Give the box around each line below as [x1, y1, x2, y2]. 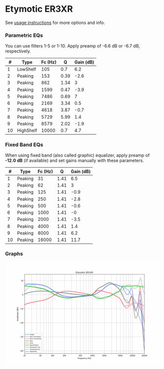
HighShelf [17, 127, 37, 133]
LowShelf [17, 66, 36, 72]
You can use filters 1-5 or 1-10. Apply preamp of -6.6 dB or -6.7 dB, [5, 43, 140, 49]
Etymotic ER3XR [5, 3, 73, 15]
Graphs [5, 250, 23, 257]
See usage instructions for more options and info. [5, 20, 106, 25]
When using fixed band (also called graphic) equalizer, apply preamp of [5, 152, 150, 158]
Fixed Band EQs [5, 141, 43, 148]
